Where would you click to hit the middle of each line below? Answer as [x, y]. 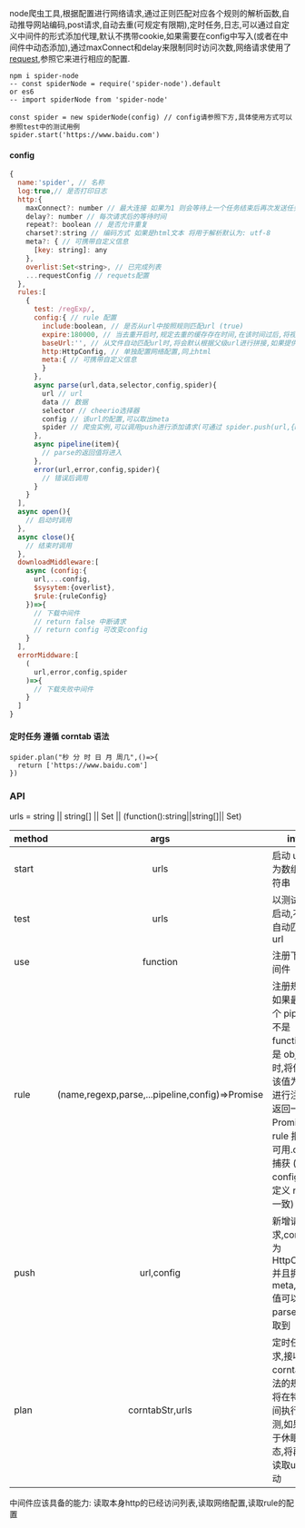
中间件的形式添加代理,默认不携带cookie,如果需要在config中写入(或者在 [149, 36]
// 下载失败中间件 [63, 689]
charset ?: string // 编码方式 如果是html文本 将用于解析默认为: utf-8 [148, 233]
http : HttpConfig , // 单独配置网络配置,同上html [127, 351]
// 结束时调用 [49, 546]
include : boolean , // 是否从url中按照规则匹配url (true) [143, 326]
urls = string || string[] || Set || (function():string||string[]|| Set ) [126, 816]
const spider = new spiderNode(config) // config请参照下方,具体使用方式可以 [151, 117]
